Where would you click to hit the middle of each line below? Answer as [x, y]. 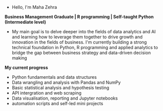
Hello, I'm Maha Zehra [34, 7]
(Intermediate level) [26, 22]
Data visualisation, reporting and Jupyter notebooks [65, 98]
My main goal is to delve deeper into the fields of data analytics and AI [84, 31]
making [19, 58]
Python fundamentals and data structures [54, 77]
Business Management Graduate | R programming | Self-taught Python [79, 17]
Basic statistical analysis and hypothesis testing [60, 88]
